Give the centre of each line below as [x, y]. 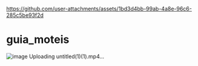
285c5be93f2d [25, 15]
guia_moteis [38, 40]
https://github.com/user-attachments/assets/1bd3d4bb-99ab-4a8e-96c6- [99, 9]
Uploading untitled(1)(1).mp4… [67, 56]
